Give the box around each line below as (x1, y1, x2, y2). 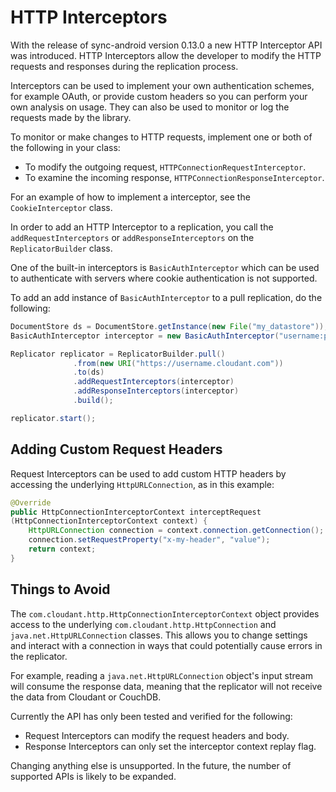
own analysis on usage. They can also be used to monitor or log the (10, 101, 290, 113)
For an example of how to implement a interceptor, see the (10, 191, 251, 203)
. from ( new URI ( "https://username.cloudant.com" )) (73, 358, 284, 368)
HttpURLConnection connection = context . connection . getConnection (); (28, 526, 325, 536)
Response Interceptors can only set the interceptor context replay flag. (24, 740, 317, 752)
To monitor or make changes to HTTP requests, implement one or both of (10, 131, 313, 143)
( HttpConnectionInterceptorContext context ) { (10, 516, 208, 526)
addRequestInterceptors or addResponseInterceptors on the (10, 231, 255, 243)
